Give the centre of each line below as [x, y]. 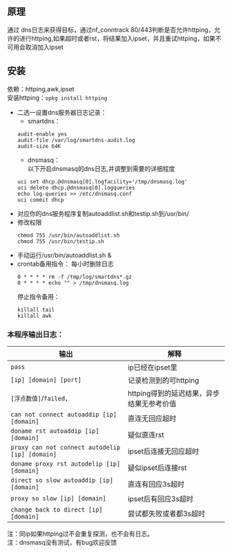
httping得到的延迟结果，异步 [174, 393]
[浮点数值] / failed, [40, 398]
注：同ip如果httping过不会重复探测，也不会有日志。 [80, 534]
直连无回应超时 [152, 418]
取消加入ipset [45, 47]
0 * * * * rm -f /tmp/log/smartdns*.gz [75, 277]
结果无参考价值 [152, 404]
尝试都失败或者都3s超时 [166, 514]
